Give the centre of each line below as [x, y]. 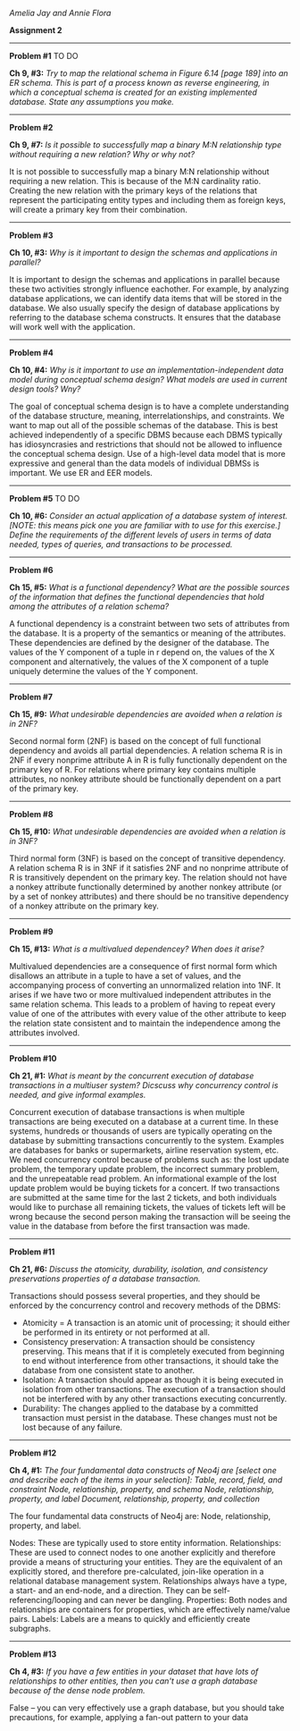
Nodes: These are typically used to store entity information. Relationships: [145, 1543]
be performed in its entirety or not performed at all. [116, 1332]
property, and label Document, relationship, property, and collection [135, 1499]
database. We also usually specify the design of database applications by [144, 308]
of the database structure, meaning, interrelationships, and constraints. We [147, 416]
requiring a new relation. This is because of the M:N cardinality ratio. [135, 181]
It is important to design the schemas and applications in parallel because [145, 279]
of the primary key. [44, 789]
